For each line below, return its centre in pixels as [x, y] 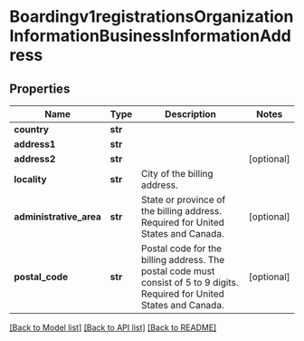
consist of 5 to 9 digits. [190, 283]
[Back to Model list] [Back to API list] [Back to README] [113, 327]
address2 [35, 159]
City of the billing [178, 174]
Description [190, 114]
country [32, 129]
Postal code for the [182, 248]
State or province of [184, 200]
